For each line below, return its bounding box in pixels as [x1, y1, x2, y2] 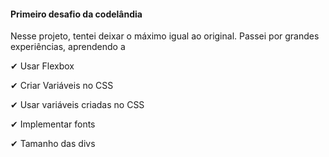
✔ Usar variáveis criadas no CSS [10, 99, 145, 111]
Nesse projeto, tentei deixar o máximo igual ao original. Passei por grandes [10, 30, 320, 42]
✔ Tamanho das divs [10, 138, 96, 150]
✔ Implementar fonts [10, 118, 96, 130]
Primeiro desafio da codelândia [10, 8, 143, 20]
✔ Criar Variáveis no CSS [10, 80, 114, 92]
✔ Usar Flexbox [10, 60, 75, 72]
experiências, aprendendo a [10, 41, 126, 53]
